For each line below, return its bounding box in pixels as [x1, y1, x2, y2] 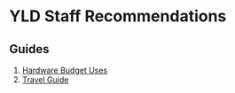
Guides [9, 42, 51, 57]
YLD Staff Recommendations [9, 6, 227, 27]
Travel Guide [21, 74, 69, 85]
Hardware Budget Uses [21, 65, 108, 75]
